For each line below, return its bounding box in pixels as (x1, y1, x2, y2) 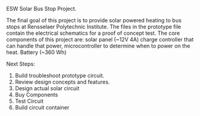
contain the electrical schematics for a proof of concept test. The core (6, 29, 180, 37)
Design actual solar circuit (14, 85, 80, 92)
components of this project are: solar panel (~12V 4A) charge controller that (6, 36, 194, 43)
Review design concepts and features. (14, 78, 110, 85)
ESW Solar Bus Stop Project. (6, 5, 77, 12)
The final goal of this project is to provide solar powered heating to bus (6, 17, 182, 23)
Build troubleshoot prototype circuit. (14, 72, 105, 79)
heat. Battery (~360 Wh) (6, 49, 67, 56)
